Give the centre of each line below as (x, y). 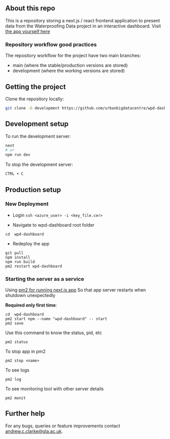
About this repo (30, 8)
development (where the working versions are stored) (69, 71)
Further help (25, 413)
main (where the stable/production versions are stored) (70, 65)
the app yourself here (28, 31)
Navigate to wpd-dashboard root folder (53, 225)
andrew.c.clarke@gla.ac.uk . (34, 431)
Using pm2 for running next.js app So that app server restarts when (76, 290)
